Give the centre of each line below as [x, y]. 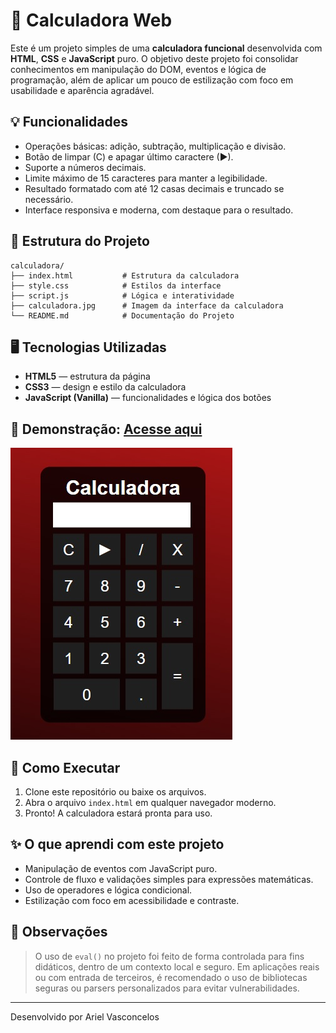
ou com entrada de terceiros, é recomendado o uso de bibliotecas [171, 977]
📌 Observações [59, 932]
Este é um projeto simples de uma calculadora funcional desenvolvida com [166, 48]
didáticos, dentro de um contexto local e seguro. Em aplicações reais [177, 966]
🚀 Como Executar [65, 767]
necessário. [49, 199]
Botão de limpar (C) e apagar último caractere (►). [129, 156]
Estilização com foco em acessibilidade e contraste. [132, 900]
